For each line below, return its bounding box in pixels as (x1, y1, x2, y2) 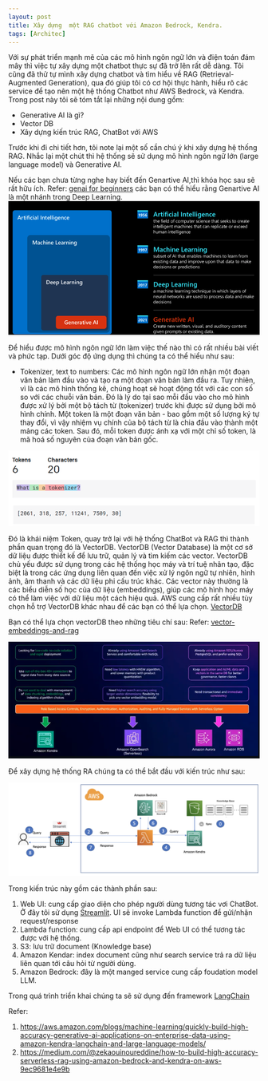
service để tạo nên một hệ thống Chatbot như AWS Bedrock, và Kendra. (8, 86, 245, 96)
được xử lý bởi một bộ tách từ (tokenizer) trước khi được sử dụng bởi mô (19, 400, 257, 410)
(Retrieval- (199, 69, 235, 79)
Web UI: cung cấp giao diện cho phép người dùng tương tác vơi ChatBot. (19, 899, 259, 909)
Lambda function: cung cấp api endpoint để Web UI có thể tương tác (19, 925, 246, 934)
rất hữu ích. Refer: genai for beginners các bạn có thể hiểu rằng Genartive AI (8, 184, 260, 193)
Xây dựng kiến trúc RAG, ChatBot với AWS (19, 128, 159, 137)
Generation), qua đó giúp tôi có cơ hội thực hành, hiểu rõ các (48, 78, 249, 88)
